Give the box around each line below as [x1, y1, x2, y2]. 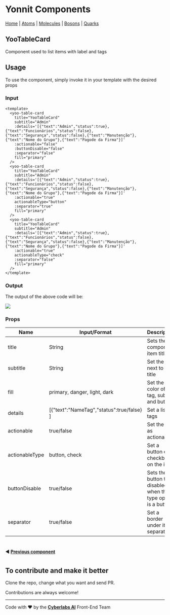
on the [147, 461, 162, 468]
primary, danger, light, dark [49, 389, 114, 396]
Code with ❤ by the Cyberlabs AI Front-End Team [5, 604, 111, 610]
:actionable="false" [14, 141, 58, 147]
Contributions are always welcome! [5, 590, 79, 596]
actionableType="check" [14, 252, 65, 258]
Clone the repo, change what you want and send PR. [5, 580, 115, 586]
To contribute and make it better [5, 566, 109, 575]
